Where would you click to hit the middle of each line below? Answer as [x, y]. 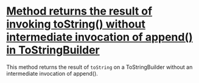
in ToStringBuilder [53, 50]
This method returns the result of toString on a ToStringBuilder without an [100, 67]
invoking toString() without [76, 24]
